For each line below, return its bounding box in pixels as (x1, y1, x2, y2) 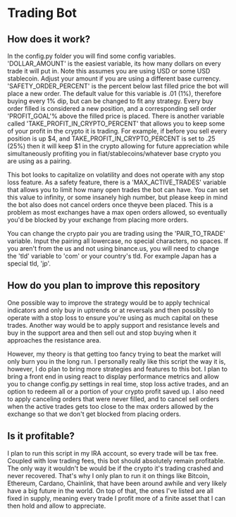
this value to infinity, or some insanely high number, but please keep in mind (7, 193, 228, 201)
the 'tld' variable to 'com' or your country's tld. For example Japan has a (7, 252, 217, 260)
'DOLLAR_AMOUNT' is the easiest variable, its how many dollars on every (7, 59, 221, 68)
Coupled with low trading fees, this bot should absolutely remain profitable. (7, 456, 225, 465)
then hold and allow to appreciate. (7, 501, 106, 510)
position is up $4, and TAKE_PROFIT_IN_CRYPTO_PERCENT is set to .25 (7, 134, 216, 143)
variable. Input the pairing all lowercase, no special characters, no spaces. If (7, 237, 229, 245)
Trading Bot (7, 5, 77, 21)
